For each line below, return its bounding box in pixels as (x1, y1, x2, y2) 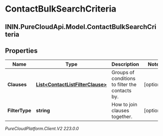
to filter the (111, 81, 137, 88)
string (36, 107, 50, 114)
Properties (5, 46, 38, 55)
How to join (111, 101, 137, 108)
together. (111, 113, 132, 120)
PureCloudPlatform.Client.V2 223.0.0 (5, 126, 79, 132)
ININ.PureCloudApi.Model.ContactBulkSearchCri (5, 23, 157, 31)
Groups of (111, 69, 135, 76)
